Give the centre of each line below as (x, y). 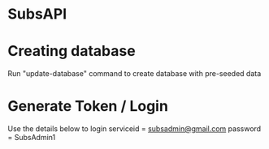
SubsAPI (37, 14)
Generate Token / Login (88, 106)
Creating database (72, 51)
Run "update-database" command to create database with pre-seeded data (134, 74)
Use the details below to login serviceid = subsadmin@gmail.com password (134, 129)
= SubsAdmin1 (32, 138)
